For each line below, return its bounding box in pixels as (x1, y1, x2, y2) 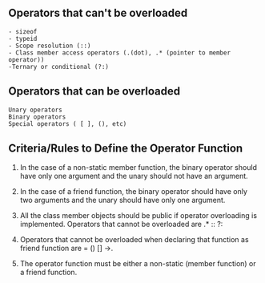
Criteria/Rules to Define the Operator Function (8, 142, 243, 156)
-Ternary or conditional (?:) (8, 63, 110, 71)
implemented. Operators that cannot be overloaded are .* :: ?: (19, 220, 223, 229)
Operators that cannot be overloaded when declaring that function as (19, 235, 250, 245)
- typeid (8, 34, 38, 42)
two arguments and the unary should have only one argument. (19, 196, 226, 205)
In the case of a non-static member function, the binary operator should (19, 163, 258, 172)
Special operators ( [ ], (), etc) (8, 119, 127, 127)
